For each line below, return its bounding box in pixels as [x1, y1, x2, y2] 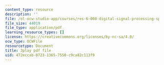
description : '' [5, 12, 38, 17]
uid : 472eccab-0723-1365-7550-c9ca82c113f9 [5, 52, 95, 58]
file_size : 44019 [5, 21, 41, 26]
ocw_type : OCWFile [5, 39, 42, 44]
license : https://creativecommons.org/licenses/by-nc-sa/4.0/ [5, 35, 134, 40]
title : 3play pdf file [5, 48, 51, 53]
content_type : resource [5, 7, 54, 12]
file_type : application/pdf [5, 25, 62, 30]
